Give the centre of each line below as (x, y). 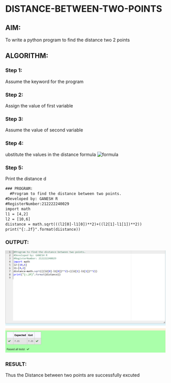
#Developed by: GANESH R (32, 199)
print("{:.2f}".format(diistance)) (43, 229)
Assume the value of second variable (44, 130)
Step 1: (14, 70)
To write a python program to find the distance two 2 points (68, 40)
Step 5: (15, 168)
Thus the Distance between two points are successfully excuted (73, 375)
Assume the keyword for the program (45, 81)
